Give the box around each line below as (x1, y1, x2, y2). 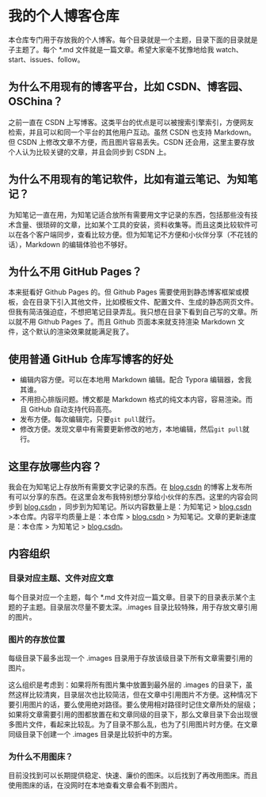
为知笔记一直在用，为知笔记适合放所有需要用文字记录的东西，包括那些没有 (8, 210, 251, 219)
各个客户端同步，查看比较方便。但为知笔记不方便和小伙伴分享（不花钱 (21, 230, 251, 239)
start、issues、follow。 (8, 55, 85, 64)
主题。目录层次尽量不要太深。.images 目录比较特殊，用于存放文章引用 (28, 602, 258, 612)
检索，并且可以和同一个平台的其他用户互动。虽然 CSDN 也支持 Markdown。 (8, 127, 256, 137)
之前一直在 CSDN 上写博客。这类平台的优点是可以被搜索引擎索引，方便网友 (8, 117, 254, 127)
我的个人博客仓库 (8, 7, 120, 25)
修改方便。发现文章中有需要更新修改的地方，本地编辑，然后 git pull (19, 424, 243, 434)
